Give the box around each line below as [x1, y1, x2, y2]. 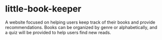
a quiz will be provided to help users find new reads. [5, 29, 111, 35]
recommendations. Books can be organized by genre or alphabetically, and [5, 24, 158, 30]
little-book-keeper [5, 3, 82, 14]
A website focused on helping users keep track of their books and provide [5, 19, 156, 25]
